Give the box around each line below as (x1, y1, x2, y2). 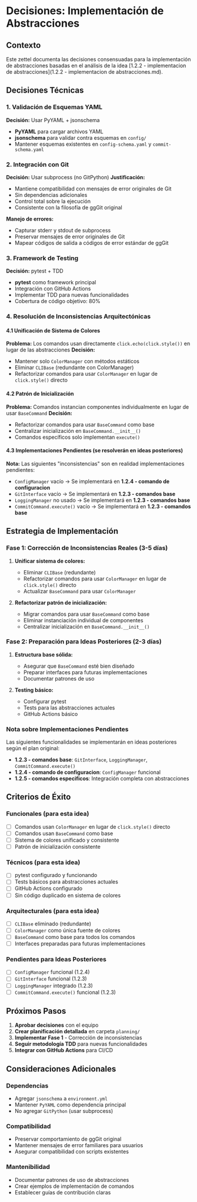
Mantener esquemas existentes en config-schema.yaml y (14, 140, 152, 147)
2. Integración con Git (6, 160, 69, 169)
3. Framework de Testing (6, 254, 79, 262)
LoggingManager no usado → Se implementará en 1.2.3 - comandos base (14, 497, 191, 504)
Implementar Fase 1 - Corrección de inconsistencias (14, 1034, 142, 1042)
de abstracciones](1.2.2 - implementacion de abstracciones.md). (6, 68, 163, 75)
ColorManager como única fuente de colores (14, 927, 121, 934)
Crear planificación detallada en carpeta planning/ (14, 1028, 140, 1035)
